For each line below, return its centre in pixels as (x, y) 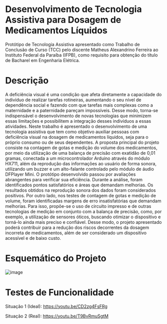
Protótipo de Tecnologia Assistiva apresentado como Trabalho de (72, 44)
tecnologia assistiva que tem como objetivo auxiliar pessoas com (72, 132)
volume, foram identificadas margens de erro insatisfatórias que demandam (83, 201)
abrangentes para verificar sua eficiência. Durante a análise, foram (74, 179)
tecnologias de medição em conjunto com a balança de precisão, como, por (83, 211)
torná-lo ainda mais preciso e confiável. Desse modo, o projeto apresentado (83, 222)
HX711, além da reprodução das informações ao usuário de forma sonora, (81, 163)
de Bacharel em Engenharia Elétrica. (42, 60)
